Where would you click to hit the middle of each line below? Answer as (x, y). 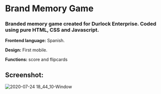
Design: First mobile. (26, 50)
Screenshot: (24, 75)
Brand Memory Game (49, 9)
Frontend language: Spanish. (35, 41)
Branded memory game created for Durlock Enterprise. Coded (81, 24)
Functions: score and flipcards (36, 60)
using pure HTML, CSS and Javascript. (52, 30)
